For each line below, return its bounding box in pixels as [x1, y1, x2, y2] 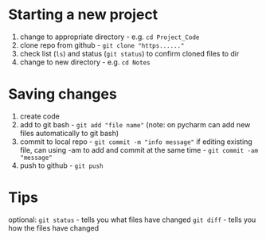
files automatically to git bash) [19, 128, 119, 138]
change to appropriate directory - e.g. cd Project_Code [19, 32, 200, 41]
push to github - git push [19, 161, 104, 170]
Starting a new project [8, 6, 158, 24]
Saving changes [8, 85, 117, 103]
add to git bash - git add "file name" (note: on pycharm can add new [19, 119, 251, 129]
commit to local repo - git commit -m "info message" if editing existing [19, 137, 252, 146]
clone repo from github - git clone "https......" [19, 40, 185, 49]
